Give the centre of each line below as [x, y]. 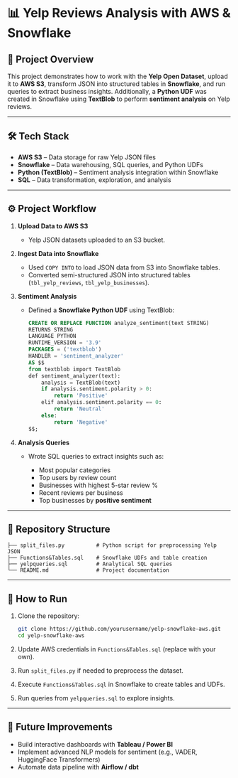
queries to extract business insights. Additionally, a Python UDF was [107, 91]
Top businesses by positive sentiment [95, 500]
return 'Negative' [81, 422]
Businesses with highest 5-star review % [98, 485]
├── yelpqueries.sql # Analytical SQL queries [90, 564]
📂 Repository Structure [59, 529]
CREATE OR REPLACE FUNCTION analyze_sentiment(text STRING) [119, 323]
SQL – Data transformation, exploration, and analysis [94, 180]
